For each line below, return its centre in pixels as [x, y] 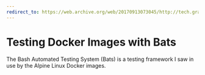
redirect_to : [23, 12]
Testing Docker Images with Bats [92, 42]
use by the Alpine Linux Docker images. [56, 65]
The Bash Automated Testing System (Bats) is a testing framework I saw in [100, 59]
